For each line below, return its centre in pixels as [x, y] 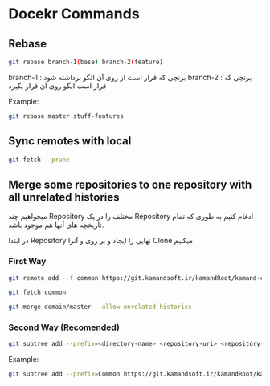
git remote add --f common [53, 278]
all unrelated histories [64, 197]
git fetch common [37, 293]
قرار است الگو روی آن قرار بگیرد [57, 86]
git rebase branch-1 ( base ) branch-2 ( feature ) [86, 62]
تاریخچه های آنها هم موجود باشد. [56, 225]
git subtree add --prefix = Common [64, 374]
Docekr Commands [74, 14]
